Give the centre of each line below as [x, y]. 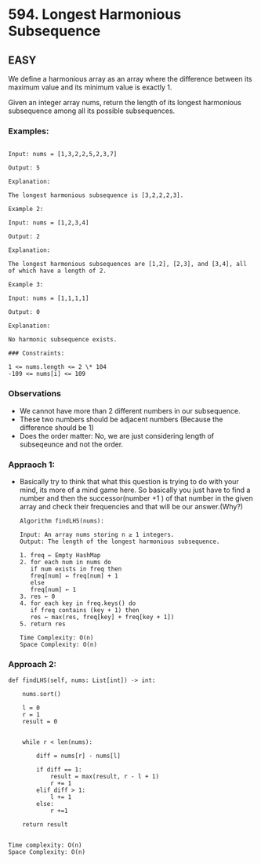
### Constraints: [36, 354]
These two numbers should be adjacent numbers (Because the [121, 419]
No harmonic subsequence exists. [63, 340]
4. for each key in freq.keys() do [78, 603]
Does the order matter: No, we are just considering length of [117, 436]
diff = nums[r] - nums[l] [79, 756]
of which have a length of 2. [58, 271]
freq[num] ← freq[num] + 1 [74, 576]
